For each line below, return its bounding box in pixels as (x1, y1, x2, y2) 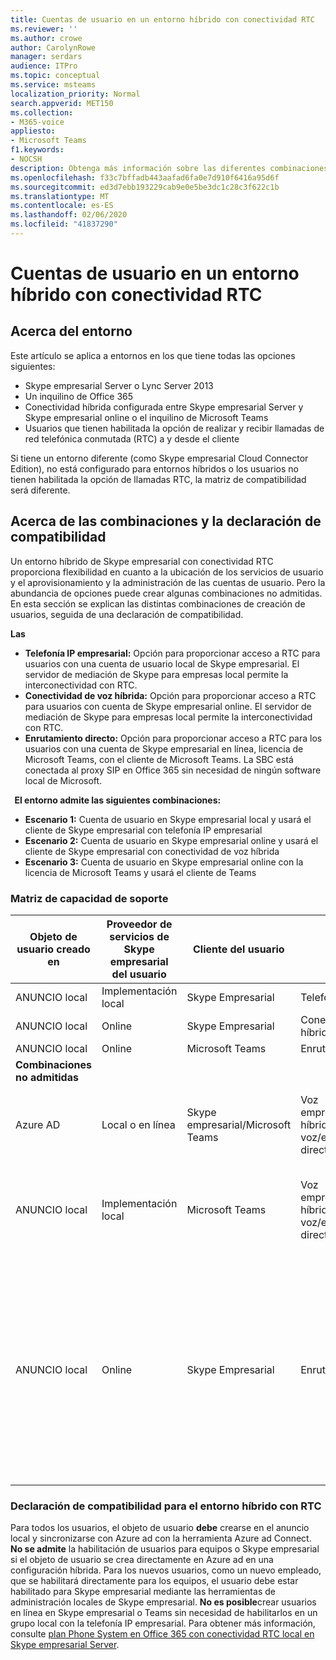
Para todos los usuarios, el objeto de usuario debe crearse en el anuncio (10, 1522, 310, 1534)
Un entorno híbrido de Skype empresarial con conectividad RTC (10, 555, 274, 567)
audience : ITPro (10, 61, 78, 71)
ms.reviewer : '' (10, 24, 78, 34)
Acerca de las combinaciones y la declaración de (10, 513, 322, 530)
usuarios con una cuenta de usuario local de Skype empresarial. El (24, 657, 300, 670)
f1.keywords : (10, 145, 65, 155)
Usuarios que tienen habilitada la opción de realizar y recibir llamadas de (24, 422, 325, 434)
